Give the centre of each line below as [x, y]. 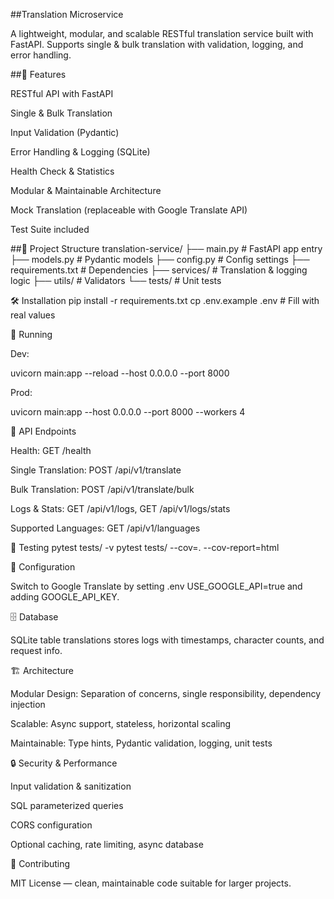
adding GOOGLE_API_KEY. [65, 597]
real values [33, 315]
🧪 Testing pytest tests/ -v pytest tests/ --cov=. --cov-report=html [145, 547]
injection [28, 704]
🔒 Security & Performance [64, 763]
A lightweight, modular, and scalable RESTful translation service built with [162, 33]
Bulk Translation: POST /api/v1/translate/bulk [102, 489]
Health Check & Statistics [62, 171]
